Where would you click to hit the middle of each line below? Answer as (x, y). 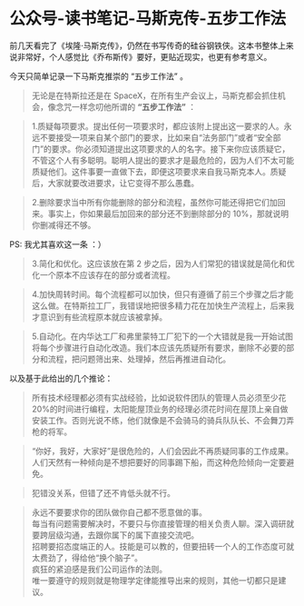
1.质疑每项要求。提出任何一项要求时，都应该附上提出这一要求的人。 (157, 126)
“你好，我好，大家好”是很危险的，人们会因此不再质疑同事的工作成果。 (162, 451)
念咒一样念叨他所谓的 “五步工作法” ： (126, 106)
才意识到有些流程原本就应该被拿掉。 (99, 317)
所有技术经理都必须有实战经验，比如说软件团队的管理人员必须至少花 (159, 397)
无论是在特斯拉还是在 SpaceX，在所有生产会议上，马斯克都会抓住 (155, 95)
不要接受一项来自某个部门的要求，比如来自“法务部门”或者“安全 (157, 137)
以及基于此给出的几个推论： (61, 378)
